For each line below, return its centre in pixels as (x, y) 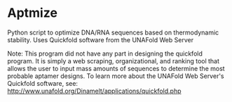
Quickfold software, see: (43, 83)
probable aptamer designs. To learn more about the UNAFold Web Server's (116, 76)
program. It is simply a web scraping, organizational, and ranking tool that (113, 60)
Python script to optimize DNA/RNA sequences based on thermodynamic (113, 32)
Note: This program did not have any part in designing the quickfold (105, 53)
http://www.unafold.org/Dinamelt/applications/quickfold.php (94, 91)
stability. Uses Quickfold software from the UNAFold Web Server (101, 39)
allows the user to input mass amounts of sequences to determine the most (116, 68)
